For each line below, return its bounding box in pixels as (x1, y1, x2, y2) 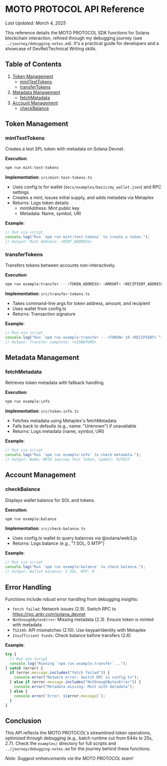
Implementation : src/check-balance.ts (5, 525, 86, 531)
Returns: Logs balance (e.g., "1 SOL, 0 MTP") (12, 540, 105, 546)
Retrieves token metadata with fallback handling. (5, 380, 105, 385)
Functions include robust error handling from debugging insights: (5, 596, 139, 602)
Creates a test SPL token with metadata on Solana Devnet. (5, 146, 125, 152)
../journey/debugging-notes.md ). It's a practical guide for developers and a (5, 40, 159, 46)
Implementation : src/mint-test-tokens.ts (5, 174, 92, 180)
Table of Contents (5, 60, 62, 68)
